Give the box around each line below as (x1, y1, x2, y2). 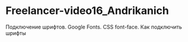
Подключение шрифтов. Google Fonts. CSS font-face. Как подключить (5, 23, 183, 30)
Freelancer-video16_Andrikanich (5, 4, 169, 17)
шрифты (5, 29, 26, 36)
